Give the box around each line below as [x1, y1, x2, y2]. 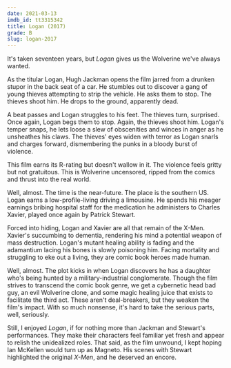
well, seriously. [7, 311, 50, 319]
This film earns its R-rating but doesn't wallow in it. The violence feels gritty [7, 161, 222, 169]
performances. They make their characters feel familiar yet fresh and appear [7, 331, 225, 340]
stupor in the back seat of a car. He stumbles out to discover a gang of [7, 83, 208, 91]
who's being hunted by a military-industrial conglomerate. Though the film [7, 274, 219, 283]
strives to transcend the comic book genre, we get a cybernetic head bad [7, 281, 216, 289]
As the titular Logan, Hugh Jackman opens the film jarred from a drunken [7, 75, 215, 83]
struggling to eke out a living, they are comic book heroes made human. [7, 253, 212, 262]
